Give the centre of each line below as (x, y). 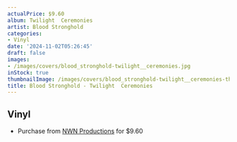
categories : (25, 33)
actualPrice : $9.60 (36, 14)
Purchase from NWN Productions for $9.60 (80, 131)
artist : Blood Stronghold (45, 27)
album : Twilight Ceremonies (50, 20)
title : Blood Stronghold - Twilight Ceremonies (80, 86)
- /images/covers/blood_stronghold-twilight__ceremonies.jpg (99, 66)
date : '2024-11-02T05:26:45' (50, 46)
